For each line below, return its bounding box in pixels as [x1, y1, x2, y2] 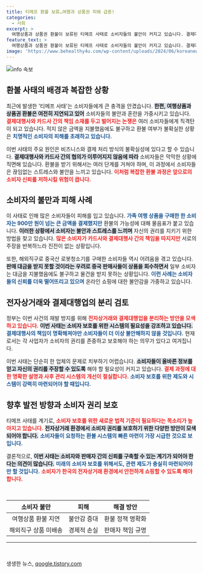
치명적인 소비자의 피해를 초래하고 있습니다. [12, 133, 112, 140]
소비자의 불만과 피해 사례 [6, 195, 92, 205]
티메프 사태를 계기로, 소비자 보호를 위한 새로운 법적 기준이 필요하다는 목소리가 [6, 417, 187, 424]
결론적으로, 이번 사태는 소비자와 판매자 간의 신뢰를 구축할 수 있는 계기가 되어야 [6, 453, 188, 460]
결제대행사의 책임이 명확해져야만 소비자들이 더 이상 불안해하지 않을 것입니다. [6, 330, 184, 337]
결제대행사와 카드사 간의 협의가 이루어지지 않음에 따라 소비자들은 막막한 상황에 [14, 152, 197, 160]
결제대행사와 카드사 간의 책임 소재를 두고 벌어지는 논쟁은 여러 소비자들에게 [6, 117, 179, 125]
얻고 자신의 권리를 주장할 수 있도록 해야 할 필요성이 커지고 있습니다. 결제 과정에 [6, 365, 190, 373]
